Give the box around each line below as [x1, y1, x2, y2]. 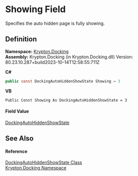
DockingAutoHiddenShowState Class [5, 159, 82, 165]
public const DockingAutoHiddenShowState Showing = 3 [5, 78, 121, 84]
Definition [5, 35, 37, 43]
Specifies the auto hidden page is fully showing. [5, 20, 105, 26]
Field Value [5, 108, 29, 114]
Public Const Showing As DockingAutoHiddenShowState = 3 [5, 98, 127, 103]
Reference [5, 148, 28, 154]
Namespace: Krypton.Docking [5, 48, 69, 54]
